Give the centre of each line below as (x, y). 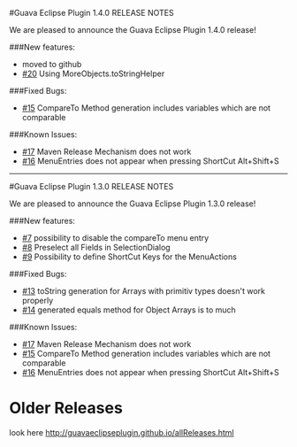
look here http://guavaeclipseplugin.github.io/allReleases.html (122, 432)
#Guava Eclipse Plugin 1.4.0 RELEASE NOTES (91, 13)
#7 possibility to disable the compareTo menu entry (115, 238)
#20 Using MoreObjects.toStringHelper (93, 73)
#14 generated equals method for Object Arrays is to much (129, 310)
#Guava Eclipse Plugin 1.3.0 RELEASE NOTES (91, 186)
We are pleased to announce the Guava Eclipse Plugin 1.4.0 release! (133, 30)
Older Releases (66, 408)
